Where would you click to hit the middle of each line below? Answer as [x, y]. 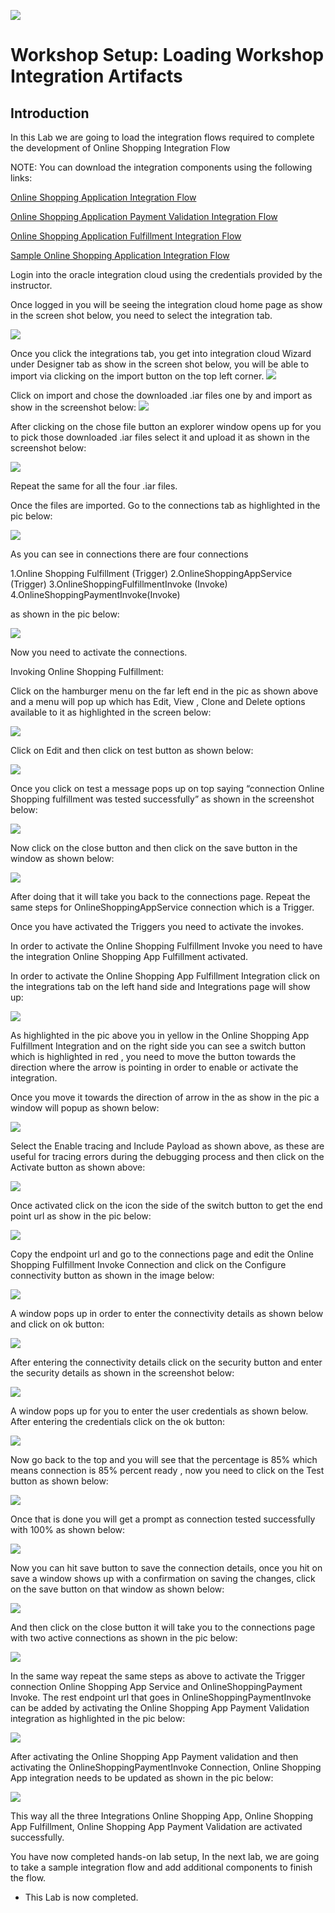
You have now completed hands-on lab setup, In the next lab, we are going [165, 1856]
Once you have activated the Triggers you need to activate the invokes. [157, 926]
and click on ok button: [57, 1324]
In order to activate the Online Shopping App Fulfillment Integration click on [165, 976]
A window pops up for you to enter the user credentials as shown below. [159, 1411]
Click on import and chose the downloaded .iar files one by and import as [161, 395]
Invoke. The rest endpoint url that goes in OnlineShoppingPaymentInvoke [161, 1697]
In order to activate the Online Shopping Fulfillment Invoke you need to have [166, 946]
